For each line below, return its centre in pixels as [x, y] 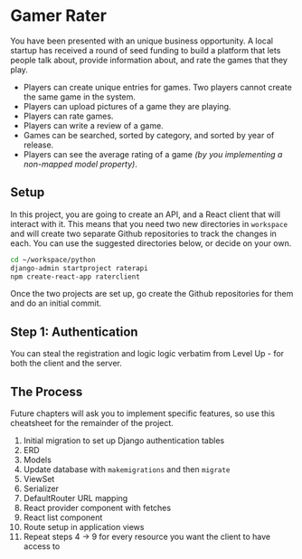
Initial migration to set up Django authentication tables [124, 441]
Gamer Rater [59, 16]
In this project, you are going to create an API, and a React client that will [146, 214]
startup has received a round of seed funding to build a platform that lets [146, 50]
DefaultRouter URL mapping [75, 498]
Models [38, 460]
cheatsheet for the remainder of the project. [92, 423]
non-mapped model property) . [80, 164]
